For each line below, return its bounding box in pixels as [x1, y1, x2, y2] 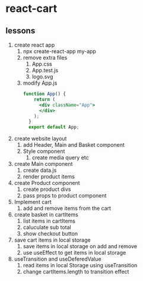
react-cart [5, 2, 58, 16]
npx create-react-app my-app [23, 48, 96, 55]
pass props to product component [23, 192, 107, 199]
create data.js [23, 166, 57, 174]
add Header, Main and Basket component [23, 141, 125, 149]
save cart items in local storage [14, 236, 91, 243]
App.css [31, 60, 53, 67]
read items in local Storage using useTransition [23, 262, 138, 269]
